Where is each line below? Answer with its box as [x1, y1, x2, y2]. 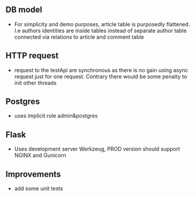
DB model [5, 5, 42, 15]
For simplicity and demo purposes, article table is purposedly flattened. [14, 20, 191, 27]
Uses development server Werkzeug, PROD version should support [14, 146, 180, 153]
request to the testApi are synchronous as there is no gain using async [14, 66, 189, 73]
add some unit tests [14, 185, 63, 192]
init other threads [14, 79, 57, 86]
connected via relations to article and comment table [14, 33, 145, 41]
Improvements [5, 169, 61, 179]
